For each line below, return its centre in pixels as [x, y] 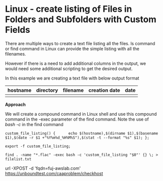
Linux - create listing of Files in [69, 9]
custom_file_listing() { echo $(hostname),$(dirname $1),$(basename [82, 133]
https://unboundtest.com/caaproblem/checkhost [54, 173]
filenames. [16, 54]
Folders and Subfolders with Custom [81, 19]
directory [47, 90]
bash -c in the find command [34, 124]
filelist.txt [18, 159]
